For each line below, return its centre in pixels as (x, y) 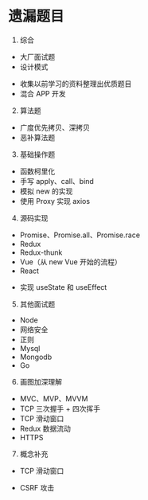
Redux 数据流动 (45, 428)
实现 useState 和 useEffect (63, 287)
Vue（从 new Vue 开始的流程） (70, 262)
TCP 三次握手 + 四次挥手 (60, 408)
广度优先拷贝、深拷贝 (55, 127)
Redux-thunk (41, 252)
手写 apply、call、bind (56, 181)
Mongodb (36, 357)
